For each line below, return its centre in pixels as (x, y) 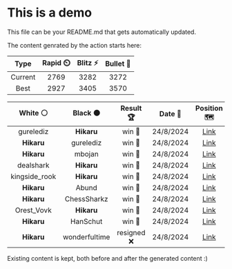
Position (209, 108)
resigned (131, 232)
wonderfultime (86, 236)
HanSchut (86, 221)
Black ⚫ (86, 113)
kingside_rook (33, 176)
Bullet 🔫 (118, 64)
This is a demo (49, 13)
